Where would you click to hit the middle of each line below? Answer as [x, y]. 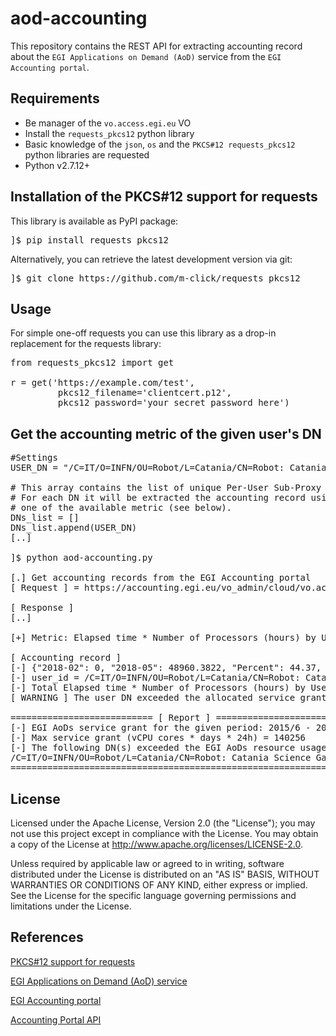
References [47, 937]
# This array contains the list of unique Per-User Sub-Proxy [166, 488]
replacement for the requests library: [86, 344]
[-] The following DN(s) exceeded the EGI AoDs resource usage [168, 748]
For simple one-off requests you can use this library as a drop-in [143, 333]
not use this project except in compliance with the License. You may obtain [164, 833]
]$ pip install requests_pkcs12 [89, 240]
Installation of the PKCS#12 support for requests [164, 197]
